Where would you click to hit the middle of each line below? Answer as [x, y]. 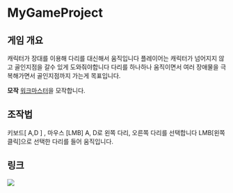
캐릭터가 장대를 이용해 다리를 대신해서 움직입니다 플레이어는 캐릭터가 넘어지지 [112, 58]
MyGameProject [55, 13]
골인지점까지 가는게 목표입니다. [79, 76]
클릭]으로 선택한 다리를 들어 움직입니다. [60, 141]
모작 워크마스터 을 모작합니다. [46, 91]
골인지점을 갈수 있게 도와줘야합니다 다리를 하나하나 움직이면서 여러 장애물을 [116, 67]
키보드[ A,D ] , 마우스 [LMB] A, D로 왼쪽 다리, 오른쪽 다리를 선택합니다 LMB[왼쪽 [116, 132]
